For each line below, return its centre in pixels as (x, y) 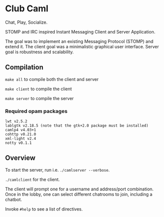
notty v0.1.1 (18, 143)
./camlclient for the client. (33, 179)
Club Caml (27, 9)
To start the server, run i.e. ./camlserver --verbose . (57, 170)
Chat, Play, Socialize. (26, 22)
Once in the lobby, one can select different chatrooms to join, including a (79, 194)
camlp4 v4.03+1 (21, 130)
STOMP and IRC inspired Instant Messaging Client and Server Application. (80, 32)
